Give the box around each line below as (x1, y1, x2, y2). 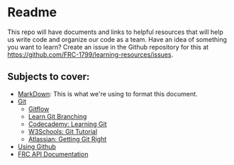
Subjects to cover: (7, 71, 90, 83)
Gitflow (28, 104, 50, 113)
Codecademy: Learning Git (28, 120, 108, 128)
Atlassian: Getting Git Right (28, 135, 107, 143)
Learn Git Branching (28, 112, 87, 120)
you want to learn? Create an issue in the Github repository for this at (7, 42, 209, 51)
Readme (7, 4, 57, 21)
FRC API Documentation (17, 149, 89, 158)
